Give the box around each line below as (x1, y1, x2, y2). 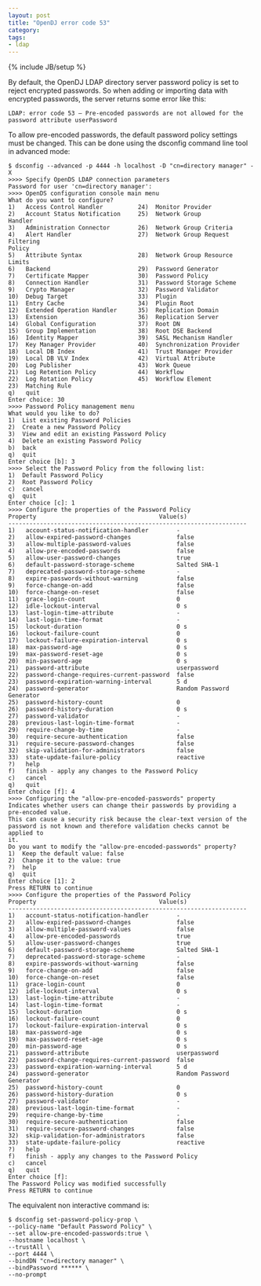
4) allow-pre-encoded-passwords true (8, 932, 191, 940)
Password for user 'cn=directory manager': (8, 182, 153, 191)
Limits (8, 259, 30, 266)
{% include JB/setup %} (8, 62, 86, 72)
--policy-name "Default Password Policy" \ (8, 1223, 153, 1231)
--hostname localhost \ (8, 1236, 86, 1244)
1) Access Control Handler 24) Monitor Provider (8, 204, 212, 211)
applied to (8, 829, 44, 837)
